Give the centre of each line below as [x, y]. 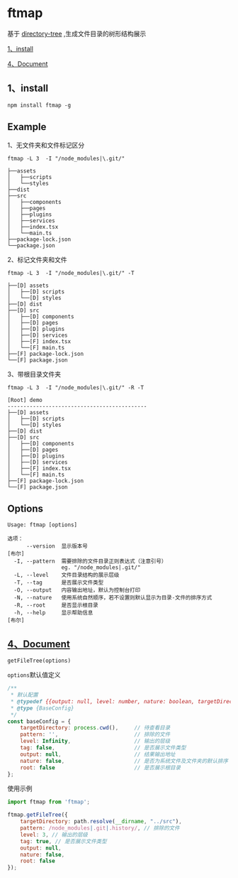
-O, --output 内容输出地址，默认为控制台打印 [77, 590]
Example [27, 127]
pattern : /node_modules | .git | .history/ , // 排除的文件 [100, 828]
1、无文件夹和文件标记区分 [46, 145]
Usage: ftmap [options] [42, 525]
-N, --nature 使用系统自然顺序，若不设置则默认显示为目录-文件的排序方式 [113, 598]
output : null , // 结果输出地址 [98, 754]
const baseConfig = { [39, 721]
